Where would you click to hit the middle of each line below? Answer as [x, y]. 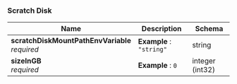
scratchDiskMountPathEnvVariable [71, 41]
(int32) [203, 70]
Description [162, 29]
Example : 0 [158, 66]
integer [204, 61]
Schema [209, 29]
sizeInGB [26, 61]
